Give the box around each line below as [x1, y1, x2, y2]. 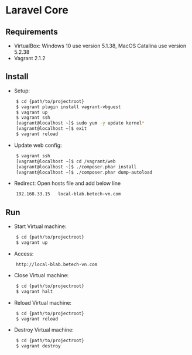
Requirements [5, 27, 58, 37]
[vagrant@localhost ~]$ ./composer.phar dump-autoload [16, 169, 153, 175]
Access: [13, 250, 34, 257]
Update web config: [13, 142, 62, 149]
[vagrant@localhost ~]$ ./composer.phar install [16, 164, 137, 170]
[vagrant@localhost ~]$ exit [16, 126, 87, 132]
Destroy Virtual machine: [13, 326, 74, 333]
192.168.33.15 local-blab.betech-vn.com [16, 191, 121, 197]
